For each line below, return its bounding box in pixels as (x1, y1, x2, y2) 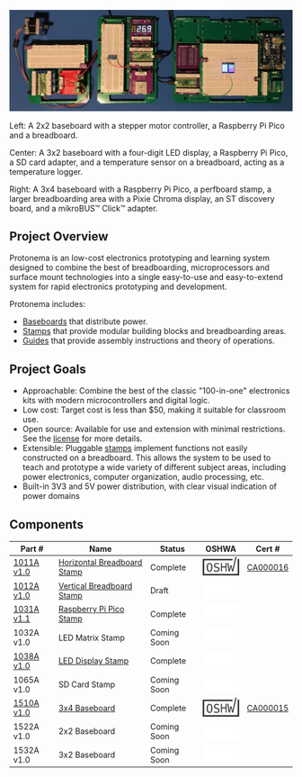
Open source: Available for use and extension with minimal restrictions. (22, 424, 286, 435)
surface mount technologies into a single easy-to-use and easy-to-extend (9, 272, 283, 283)
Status (160, 543, 186, 554)
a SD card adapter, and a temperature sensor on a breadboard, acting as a (9, 157, 285, 167)
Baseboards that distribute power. (22, 316, 148, 327)
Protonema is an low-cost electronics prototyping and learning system (9, 253, 270, 264)
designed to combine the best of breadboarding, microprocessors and (9, 262, 270, 273)
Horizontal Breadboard (58, 557, 143, 568)
